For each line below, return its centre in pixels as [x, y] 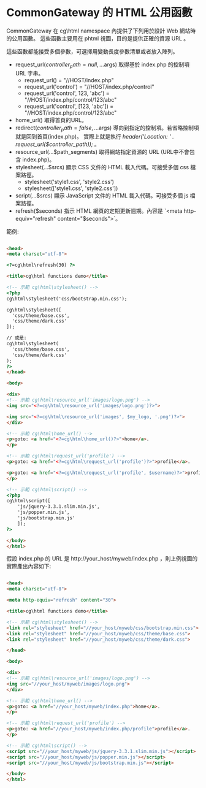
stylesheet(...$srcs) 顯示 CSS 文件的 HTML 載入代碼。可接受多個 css [102, 167]
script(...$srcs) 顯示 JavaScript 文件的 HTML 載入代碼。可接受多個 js [102, 195]
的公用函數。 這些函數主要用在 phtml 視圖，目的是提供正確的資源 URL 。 [98, 38]
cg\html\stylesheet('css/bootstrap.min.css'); [67, 299]
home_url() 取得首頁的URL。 [51, 120]
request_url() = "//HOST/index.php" [69, 80]
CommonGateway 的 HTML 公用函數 [99, 13]
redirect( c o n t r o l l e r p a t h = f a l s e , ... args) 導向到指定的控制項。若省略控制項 [107, 128]
